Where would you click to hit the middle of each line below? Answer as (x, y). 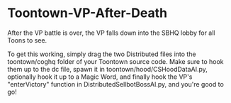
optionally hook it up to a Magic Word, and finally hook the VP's (100, 77)
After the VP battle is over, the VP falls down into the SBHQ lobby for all (111, 33)
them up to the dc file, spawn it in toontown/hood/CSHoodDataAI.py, (107, 69)
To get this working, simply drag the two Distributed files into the (102, 54)
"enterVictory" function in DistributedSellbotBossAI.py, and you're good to (116, 84)
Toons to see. (27, 40)
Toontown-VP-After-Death (88, 13)
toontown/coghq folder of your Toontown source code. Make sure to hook (115, 61)
